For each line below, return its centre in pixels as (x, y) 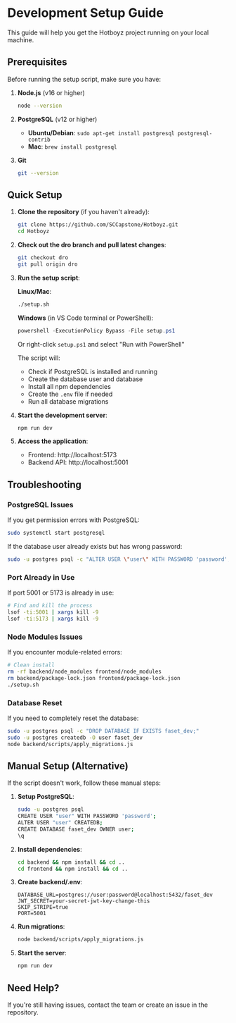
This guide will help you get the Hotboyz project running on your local (108, 32)
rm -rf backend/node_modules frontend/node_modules (84, 671)
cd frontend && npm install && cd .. (73, 869)
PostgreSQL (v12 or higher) (57, 119)
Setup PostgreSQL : (46, 797)
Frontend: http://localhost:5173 (72, 455)
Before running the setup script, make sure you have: (84, 79)
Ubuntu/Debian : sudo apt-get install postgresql (101, 132)
